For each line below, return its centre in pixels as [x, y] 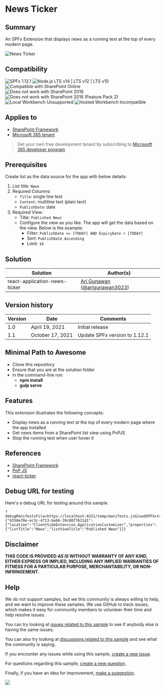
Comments [113, 319]
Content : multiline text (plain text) [53, 202]
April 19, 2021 [48, 327]
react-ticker [24, 475]
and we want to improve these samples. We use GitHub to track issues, [77, 604]
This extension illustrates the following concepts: [55, 412]
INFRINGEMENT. [22, 572]
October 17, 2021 [52, 335]
